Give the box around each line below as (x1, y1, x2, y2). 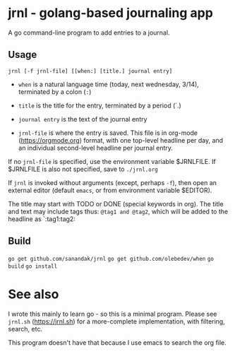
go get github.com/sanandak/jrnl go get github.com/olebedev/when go (8, 255, 215, 262)
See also (8, 286, 59, 302)
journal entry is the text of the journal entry (18, 114, 147, 123)
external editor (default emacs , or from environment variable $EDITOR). (8, 186, 212, 194)
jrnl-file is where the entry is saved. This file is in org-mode (18, 129, 198, 137)
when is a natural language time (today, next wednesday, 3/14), (18, 80, 200, 88)
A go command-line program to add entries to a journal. (8, 28, 170, 37)
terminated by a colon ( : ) (18, 87, 92, 96)
